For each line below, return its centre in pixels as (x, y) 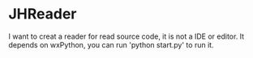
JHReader (43, 14)
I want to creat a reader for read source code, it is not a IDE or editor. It (126, 36)
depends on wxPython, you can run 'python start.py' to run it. (111, 44)
